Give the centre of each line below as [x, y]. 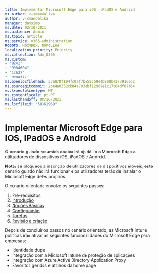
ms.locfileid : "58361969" [31, 104]
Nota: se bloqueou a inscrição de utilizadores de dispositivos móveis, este [79, 166]
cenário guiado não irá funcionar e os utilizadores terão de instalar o [73, 171]
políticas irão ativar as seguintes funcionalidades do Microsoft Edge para [78, 235]
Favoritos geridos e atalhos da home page [54, 265]
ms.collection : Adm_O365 [30, 54]
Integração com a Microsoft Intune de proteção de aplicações [73, 255]
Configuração [26, 211]
